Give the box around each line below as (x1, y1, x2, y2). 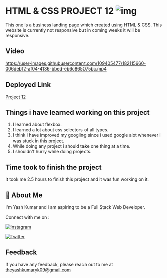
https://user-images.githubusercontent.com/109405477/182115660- (5, 60, 146, 66)
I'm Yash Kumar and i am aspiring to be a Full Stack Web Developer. (5, 204, 146, 210)
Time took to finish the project (5, 163, 102, 171)
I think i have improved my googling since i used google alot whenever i (12, 132, 161, 138)
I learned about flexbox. (12, 121, 62, 128)
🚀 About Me (5, 191, 43, 199)
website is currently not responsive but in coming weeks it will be (5, 27, 141, 33)
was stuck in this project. (12, 137, 64, 144)
